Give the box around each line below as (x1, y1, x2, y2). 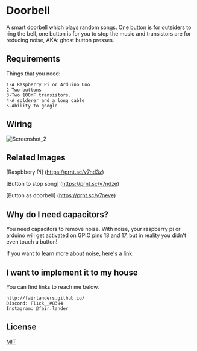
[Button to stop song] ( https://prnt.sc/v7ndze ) (6, 180, 119, 188)
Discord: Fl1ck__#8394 (6, 300, 63, 306)
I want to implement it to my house (6, 267, 139, 277)
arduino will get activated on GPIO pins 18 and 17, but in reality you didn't (6, 232, 187, 239)
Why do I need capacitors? (6, 209, 109, 220)
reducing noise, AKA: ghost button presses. (6, 36, 114, 43)
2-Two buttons (6, 87, 42, 93)
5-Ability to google (6, 103, 58, 109)
